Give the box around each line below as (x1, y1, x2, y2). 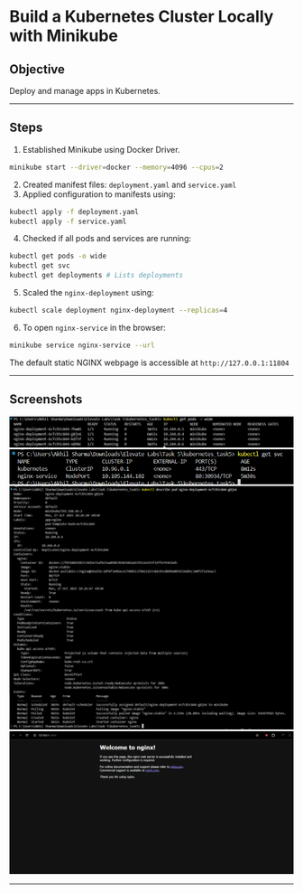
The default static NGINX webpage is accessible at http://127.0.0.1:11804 (9, 357, 290, 368)
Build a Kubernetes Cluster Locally (9, 6, 274, 27)
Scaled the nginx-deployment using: (22, 287, 155, 298)
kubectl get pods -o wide (9, 251, 106, 261)
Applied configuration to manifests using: (22, 188, 176, 200)
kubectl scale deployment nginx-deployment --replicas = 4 (9, 306, 228, 315)
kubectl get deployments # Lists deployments (9, 271, 183, 280)
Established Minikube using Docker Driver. (22, 144, 180, 155)
